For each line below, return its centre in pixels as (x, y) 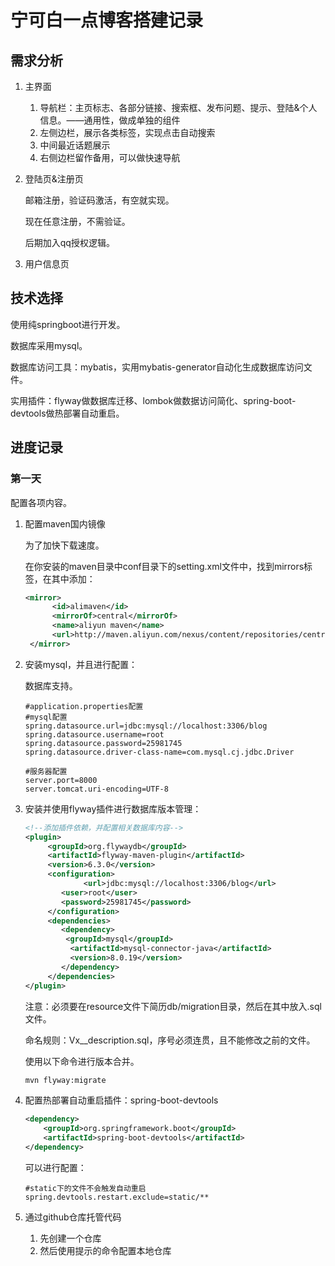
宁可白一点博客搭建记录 (107, 20)
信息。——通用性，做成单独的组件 (110, 120)
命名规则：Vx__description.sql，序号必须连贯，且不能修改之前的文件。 (170, 1040)
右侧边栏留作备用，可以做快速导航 (110, 157)
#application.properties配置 (84, 706)
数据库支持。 (51, 685)
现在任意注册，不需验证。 (77, 221)
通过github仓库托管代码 (73, 1217)
